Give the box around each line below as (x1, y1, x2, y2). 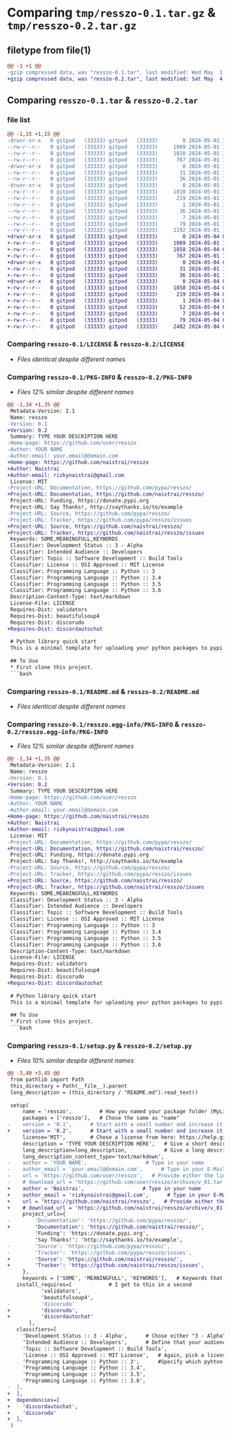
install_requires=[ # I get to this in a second (16, 1281, 192, 1288)
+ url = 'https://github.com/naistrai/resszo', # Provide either (7, 1198, 214, 1205)
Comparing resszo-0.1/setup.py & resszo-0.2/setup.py (7, 1041, 192, 1050)
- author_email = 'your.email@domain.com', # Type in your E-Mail (7, 1166, 226, 1173)
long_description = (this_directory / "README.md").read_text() (10, 1089, 198, 1096)
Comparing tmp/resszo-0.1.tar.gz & (7, 5, 216, 21)
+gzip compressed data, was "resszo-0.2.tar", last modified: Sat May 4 (7, 75, 223, 82)
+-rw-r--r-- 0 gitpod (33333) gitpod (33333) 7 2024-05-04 (7, 310, 220, 317)
